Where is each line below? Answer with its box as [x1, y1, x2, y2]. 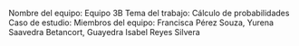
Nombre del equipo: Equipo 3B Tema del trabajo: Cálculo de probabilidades [8, 8, 290, 18]
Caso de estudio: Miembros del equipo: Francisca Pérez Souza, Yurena [8, 17, 274, 28]
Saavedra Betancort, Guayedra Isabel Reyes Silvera [8, 27, 200, 37]
